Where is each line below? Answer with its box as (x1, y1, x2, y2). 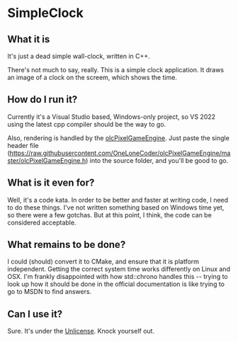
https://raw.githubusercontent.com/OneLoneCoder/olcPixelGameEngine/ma (9, 149, 231, 157)
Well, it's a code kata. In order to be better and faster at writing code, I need (7, 195, 229, 204)
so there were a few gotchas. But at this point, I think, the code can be (7, 210, 212, 219)
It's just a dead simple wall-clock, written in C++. (7, 52, 150, 60)
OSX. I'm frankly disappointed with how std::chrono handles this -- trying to (7, 273, 228, 281)
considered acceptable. (7, 218, 76, 227)
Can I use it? (7, 308, 63, 320)
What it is (7, 33, 50, 45)
